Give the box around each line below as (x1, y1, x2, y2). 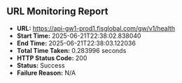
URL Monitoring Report (6, 6, 109, 17)
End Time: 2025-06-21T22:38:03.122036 (16, 38, 136, 47)
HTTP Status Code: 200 (16, 54, 87, 62)
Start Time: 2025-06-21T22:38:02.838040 (16, 31, 141, 40)
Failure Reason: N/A (16, 68, 76, 77)
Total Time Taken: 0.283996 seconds (16, 46, 127, 54)
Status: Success (16, 61, 65, 69)
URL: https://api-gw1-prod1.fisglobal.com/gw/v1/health (16, 24, 176, 32)
